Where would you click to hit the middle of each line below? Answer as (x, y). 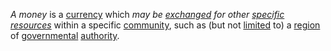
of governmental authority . (65, 35)
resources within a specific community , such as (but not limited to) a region (165, 25)
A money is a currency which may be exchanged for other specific (147, 14)
